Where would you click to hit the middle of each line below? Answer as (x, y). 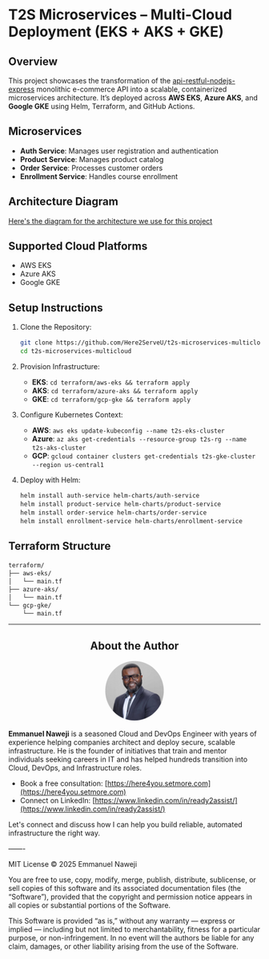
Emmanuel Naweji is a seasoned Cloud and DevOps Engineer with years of (133, 734)
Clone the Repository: (56, 327)
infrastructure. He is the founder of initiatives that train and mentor (118, 751)
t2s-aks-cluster (59, 448)
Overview (33, 61)
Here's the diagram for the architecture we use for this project (110, 221)
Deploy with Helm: (50, 480)
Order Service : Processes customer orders (91, 168)
